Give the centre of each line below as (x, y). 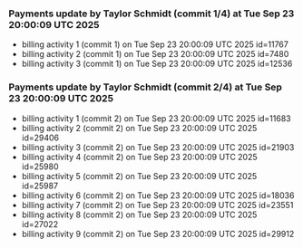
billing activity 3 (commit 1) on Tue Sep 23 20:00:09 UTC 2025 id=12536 (157, 64)
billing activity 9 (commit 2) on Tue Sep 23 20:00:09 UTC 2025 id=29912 (158, 234)
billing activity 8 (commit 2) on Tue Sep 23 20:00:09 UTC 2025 (139, 215)
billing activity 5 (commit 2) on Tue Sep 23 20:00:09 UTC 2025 (139, 176)
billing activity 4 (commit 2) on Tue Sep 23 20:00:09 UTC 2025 (139, 157)
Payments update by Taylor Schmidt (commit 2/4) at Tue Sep (146, 87)
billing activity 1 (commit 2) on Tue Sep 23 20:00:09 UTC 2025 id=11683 (156, 118)
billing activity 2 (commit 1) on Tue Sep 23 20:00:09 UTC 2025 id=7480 (155, 54)
